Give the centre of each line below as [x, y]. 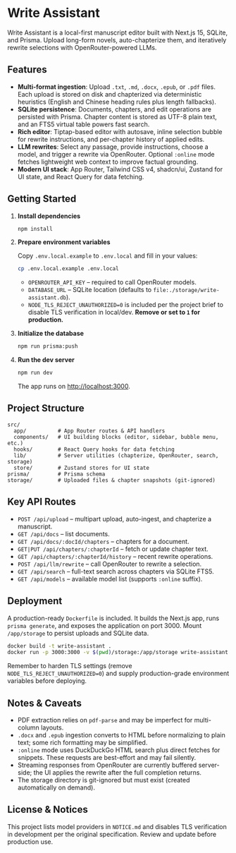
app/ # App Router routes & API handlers [89, 431]
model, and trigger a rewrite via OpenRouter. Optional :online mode [116, 154]
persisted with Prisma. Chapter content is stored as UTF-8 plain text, [117, 116]
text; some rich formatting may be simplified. [82, 743]
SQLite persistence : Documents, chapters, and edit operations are [114, 109]
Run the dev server [46, 360]
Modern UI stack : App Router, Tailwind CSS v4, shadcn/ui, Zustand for [120, 169]
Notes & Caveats [45, 703]
